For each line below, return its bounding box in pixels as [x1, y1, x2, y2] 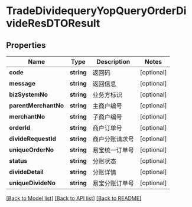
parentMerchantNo [9, 101, 64, 110]
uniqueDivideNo [9, 179, 56, 187]
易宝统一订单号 [92, 146, 134, 154]
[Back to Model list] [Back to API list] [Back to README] [6, 195, 142, 202]
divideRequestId [9, 134, 56, 143]
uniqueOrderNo [9, 146, 54, 154]
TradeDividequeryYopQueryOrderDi [6, 4, 187, 18]
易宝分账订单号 [92, 179, 134, 187]
